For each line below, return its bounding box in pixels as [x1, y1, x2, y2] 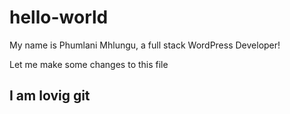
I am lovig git [9, 87, 91, 105]
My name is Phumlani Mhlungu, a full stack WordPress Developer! [9, 39, 281, 51]
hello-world [9, 6, 109, 29]
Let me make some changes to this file [9, 58, 169, 70]
